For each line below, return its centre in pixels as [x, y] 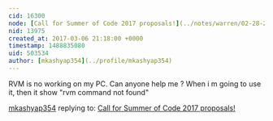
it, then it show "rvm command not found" [78, 92]
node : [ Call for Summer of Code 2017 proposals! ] [94, 23]
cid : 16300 [27, 16]
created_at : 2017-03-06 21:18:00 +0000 [76, 38]
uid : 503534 [28, 53]
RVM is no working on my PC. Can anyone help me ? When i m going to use [135, 83]
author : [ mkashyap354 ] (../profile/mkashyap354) [91, 61]
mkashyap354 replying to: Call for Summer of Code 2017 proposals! [122, 108]
